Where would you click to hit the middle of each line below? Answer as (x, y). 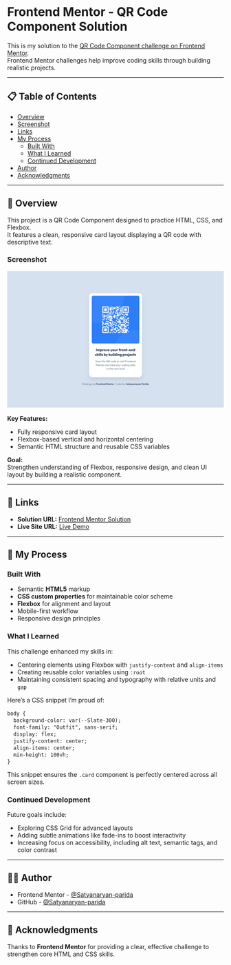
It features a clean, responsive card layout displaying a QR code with (104, 234)
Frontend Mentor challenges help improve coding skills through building (109, 60)
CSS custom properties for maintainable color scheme (95, 596)
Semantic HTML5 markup (54, 589)
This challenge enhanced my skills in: (60, 651)
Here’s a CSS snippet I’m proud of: (56, 700)
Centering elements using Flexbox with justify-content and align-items (120, 665)
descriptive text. (30, 242)
